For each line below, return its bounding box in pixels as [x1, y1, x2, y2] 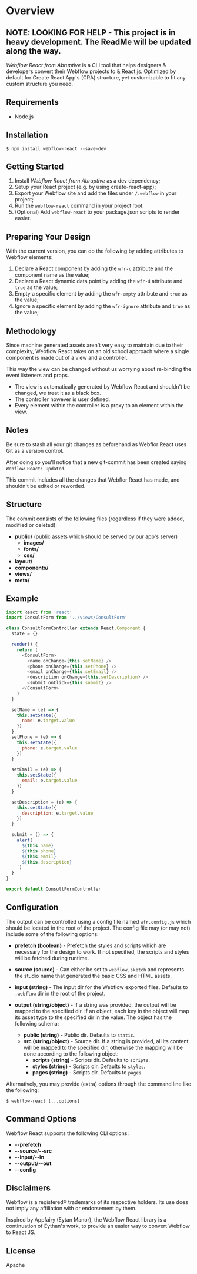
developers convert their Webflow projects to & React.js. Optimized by [6, 68, 176, 75]
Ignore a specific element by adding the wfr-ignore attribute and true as [14, 303, 191, 310]
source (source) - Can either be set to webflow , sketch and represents [14, 966, 184, 973]
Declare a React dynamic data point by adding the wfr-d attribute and [14, 278, 183, 285]
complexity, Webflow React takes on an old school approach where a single [6, 348, 189, 355]
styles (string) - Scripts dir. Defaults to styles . [32, 1063, 146, 1070]
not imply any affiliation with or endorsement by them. [6, 1205, 137, 1212]
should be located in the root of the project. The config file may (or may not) [6, 924, 191, 931]
